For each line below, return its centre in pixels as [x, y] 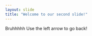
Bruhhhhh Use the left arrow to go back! [46, 28]
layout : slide [20, 10]
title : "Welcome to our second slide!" [46, 14]
